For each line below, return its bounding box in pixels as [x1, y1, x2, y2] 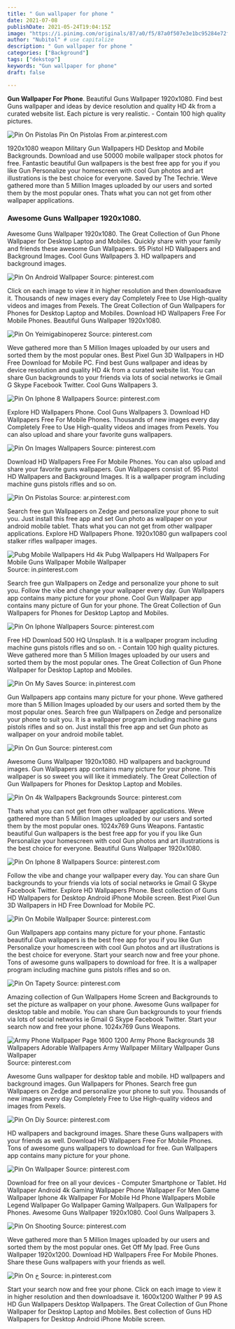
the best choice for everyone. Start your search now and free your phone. [7, 950, 220, 959]
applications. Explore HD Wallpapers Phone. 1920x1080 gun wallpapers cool [7, 529, 227, 537]
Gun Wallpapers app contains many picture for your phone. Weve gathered [7, 692, 224, 701]
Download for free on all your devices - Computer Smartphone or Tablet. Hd [7, 1178, 227, 1187]
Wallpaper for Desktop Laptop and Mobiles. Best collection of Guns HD [7, 1307, 212, 1316]
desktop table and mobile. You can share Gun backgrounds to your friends [7, 1007, 222, 1016]
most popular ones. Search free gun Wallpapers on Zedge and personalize [7, 708, 222, 716]
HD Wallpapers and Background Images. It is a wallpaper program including [7, 472, 225, 480]
